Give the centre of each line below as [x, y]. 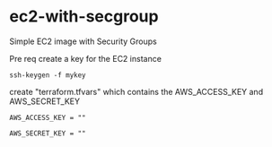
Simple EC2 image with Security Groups [83, 41]
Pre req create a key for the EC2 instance [85, 58]
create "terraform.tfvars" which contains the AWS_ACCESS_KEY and [136, 91]
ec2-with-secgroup [84, 17]
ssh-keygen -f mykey [48, 75]
